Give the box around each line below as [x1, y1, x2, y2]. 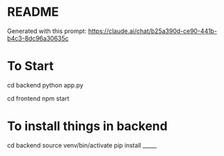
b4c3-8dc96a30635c [7, 34, 69, 42]
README [7, 4, 59, 20]
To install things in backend [7, 118, 167, 134]
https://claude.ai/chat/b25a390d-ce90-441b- [88, 27, 217, 35]
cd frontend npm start [7, 94, 70, 102]
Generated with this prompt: [7, 27, 87, 35]
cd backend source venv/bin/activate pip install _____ [7, 141, 157, 149]
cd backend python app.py [7, 80, 84, 89]
